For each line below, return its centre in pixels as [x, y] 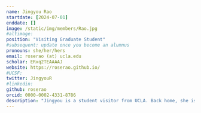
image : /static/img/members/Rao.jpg [52, 28]
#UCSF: [14, 73]
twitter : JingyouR [29, 78]
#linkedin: [20, 84]
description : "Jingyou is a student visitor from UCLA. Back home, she [97, 100]
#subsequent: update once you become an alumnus [68, 45]
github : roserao [26, 90]
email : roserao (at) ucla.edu [44, 56]
